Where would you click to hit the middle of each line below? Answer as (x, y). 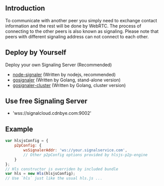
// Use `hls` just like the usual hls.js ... (54, 178)
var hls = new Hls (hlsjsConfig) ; (40, 174)
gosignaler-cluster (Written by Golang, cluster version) (69, 85)
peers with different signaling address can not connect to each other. (77, 36)
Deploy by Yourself (36, 53)
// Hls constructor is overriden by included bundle (62, 169)
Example (19, 129)
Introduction (25, 8)
